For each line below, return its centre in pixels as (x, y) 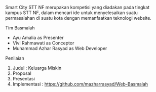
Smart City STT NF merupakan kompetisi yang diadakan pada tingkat (77, 7)
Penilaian (15, 58)
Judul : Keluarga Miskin (37, 68)
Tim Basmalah (20, 28)
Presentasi (24, 79)
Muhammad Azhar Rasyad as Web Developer (60, 48)
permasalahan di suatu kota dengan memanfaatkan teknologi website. (79, 18)
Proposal (22, 73)
